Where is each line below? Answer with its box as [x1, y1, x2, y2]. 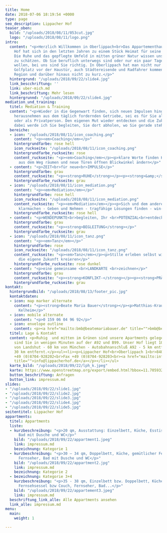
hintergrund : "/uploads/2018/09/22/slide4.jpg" [9, 77, 110, 82]
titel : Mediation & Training [9, 104, 70, 109]
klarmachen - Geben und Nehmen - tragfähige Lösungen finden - [18, 206, 153, 211]
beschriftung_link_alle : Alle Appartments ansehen [9, 497, 117, 502]
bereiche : [9, 127, 30, 132]
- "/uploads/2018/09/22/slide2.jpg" [5, 391, 81, 396]
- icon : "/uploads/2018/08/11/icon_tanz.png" [9, 234, 106, 239]
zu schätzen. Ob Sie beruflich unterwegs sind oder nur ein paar [14, 58, 153, 63]
